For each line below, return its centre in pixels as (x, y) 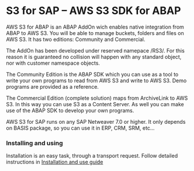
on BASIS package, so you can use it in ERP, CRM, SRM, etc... (80, 128)
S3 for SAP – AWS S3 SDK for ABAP (93, 11)
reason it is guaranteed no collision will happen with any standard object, (94, 57)
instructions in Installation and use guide (55, 162)
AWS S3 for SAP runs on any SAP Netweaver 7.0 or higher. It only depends (96, 121)
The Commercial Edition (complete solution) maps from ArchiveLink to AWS (97, 98)
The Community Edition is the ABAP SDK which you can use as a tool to (92, 74)
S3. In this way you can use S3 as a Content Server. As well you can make (95, 104)
